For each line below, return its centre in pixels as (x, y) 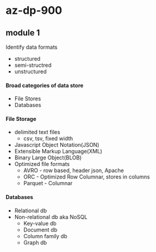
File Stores (28, 99)
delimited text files (37, 132)
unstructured (30, 72)
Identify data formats (32, 47)
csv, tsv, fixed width (48, 138)
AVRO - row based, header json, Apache (73, 171)
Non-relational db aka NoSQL (51, 217)
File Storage (21, 118)
